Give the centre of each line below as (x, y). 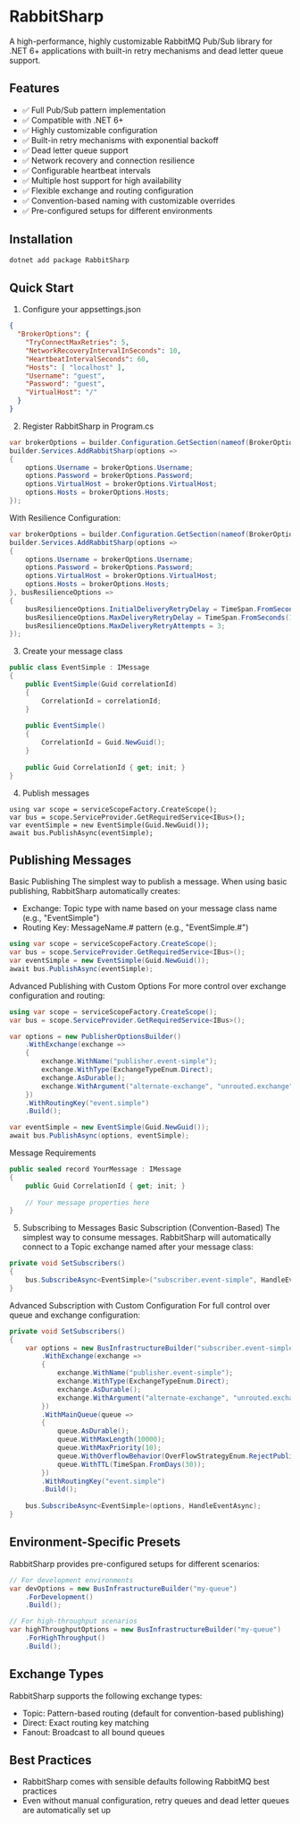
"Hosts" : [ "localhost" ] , (75, 367)
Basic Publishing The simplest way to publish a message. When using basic (148, 882)
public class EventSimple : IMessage (79, 668)
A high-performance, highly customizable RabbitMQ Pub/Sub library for (141, 41)
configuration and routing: (57, 995)
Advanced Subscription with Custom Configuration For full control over (140, 1305)
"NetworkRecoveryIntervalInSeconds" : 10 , (103, 351)
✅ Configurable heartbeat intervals (87, 170)
